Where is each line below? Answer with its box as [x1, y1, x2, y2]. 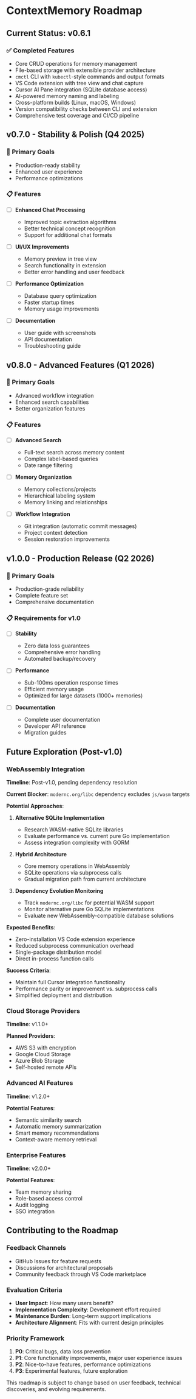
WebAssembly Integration [6, 765, 85, 774]
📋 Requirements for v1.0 [6, 613, 81, 622]
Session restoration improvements [24, 535, 110, 543]
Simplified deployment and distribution [15, 992, 112, 999]
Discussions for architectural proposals [15, 1264, 113, 1271]
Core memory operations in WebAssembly [24, 862, 130, 870]
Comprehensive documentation [15, 598, 94, 605]
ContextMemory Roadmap [6, 4, 143, 18]
